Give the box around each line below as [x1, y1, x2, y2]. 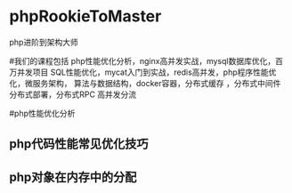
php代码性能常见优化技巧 [9, 136, 149, 152]
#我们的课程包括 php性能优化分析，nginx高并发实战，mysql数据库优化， [9, 55, 276, 66]
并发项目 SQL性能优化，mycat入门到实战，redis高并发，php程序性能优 [16, 67, 277, 77]
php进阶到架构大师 [9, 36, 78, 47]
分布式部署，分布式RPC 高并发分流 [9, 89, 137, 100]
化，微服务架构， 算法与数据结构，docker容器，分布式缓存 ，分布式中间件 [9, 77, 281, 88]
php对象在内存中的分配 [9, 169, 137, 184]
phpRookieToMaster [9, 6, 162, 27]
